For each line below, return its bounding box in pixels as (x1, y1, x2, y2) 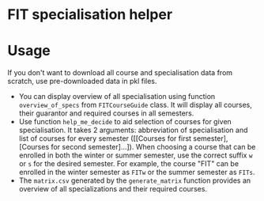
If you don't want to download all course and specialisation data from (7, 68, 233, 78)
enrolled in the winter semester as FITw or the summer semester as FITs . (18, 168, 255, 177)
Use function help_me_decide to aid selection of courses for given (18, 117, 232, 127)
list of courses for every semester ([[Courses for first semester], (18, 134, 228, 143)
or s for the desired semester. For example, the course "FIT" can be (18, 159, 239, 169)
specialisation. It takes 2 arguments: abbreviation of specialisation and (18, 125, 248, 135)
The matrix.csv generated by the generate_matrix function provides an (18, 176, 251, 185)
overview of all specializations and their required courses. (18, 184, 207, 194)
